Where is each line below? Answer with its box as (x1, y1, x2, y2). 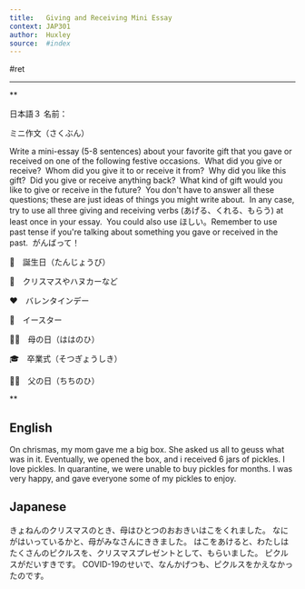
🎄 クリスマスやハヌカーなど (9, 276, 118, 287)
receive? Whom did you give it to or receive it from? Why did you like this (9, 165, 287, 176)
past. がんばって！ (9, 237, 80, 248)
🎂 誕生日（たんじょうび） (9, 256, 111, 268)
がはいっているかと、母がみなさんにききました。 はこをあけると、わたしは (9, 535, 290, 546)
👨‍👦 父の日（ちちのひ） (9, 375, 100, 386)
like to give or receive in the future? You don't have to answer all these (9, 185, 275, 195)
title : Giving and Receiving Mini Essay (9, 13, 172, 23)
